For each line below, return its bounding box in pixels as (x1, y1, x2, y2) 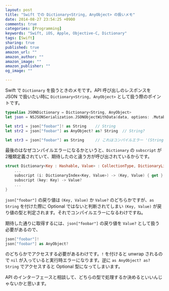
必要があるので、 (5, 226, 41, 232)
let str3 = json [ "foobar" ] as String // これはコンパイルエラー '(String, (5, 137, 166, 143)
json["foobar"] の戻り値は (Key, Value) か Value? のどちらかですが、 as (5, 197, 154, 203)
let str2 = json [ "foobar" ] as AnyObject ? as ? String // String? (5, 128, 145, 134)
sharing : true (5, 40, 35, 45)
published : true (5, 45, 39, 50)
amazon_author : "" (5, 54, 44, 60)
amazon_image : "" (5, 59, 42, 64)
